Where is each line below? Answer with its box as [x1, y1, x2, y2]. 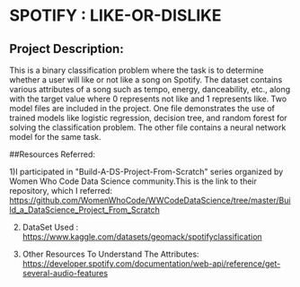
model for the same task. [9, 132, 101, 142]
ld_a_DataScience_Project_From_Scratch [9, 204, 160, 215]
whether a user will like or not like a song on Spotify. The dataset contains [9, 74, 283, 85]
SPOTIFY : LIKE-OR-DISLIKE [9, 5, 222, 26]
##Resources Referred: [9, 149, 96, 160]
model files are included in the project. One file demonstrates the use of [9, 103, 276, 113]
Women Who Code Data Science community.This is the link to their [9, 176, 258, 187]
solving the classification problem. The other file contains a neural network [9, 122, 287, 133]
